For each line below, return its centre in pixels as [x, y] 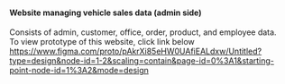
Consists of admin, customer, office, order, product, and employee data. [143, 32]
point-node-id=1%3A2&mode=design [79, 71]
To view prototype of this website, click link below [102, 42]
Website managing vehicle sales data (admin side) [106, 13]
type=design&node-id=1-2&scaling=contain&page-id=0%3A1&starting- [142, 61]
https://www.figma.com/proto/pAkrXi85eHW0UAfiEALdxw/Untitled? [136, 51]
